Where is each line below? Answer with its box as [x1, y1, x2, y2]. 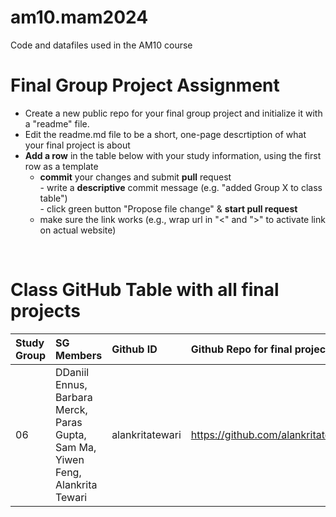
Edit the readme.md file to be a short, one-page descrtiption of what [24, 128, 307, 140]
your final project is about [24, 139, 131, 151]
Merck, [54, 402, 88, 416]
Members [54, 348, 103, 362]
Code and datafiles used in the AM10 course [10, 39, 193, 51]
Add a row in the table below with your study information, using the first [24, 149, 322, 161]
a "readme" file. [24, 117, 90, 130]
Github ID [111, 342, 158, 356]
